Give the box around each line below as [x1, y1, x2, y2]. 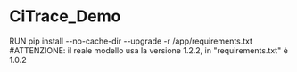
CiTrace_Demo [9, 6, 121, 27]
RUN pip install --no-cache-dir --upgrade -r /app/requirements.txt [9, 36, 252, 46]
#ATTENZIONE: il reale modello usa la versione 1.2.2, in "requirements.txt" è [9, 44, 288, 55]
